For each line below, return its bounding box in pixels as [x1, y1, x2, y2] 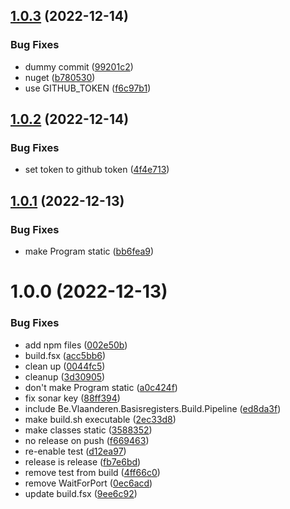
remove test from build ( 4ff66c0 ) [24, 466, 161, 478]
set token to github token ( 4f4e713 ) [24, 164, 170, 176]
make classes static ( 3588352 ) [24, 424, 153, 436]
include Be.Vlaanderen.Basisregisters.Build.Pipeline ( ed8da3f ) [24, 402, 282, 414]
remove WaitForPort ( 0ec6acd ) [24, 477, 153, 489]
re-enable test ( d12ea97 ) [24, 445, 127, 457]
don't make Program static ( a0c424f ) [24, 381, 178, 393]
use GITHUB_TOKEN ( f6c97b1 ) [24, 82, 152, 94]
